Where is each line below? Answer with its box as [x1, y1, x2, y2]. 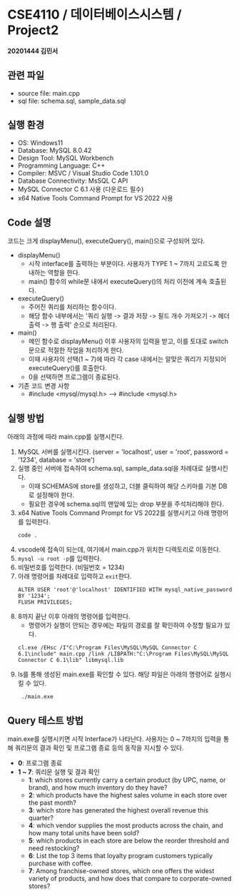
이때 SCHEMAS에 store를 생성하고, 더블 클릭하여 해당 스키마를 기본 [28, 482, 218, 491]
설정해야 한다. [36, 491, 75, 499]
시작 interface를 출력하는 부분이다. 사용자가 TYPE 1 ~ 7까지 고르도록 [28, 260, 220, 268]
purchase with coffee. [28, 859, 93, 867]
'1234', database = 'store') [17, 456, 95, 464]
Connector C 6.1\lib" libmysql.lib [17, 657, 124, 664]
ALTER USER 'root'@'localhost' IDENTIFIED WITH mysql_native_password [17, 586, 233, 594]
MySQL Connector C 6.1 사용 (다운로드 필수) [17, 185, 144, 193]
